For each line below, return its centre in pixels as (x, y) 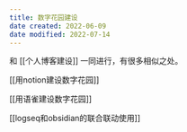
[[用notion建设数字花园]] (54, 80)
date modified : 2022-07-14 (60, 34)
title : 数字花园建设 (44, 18)
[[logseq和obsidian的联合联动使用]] (75, 119)
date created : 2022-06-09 (58, 26)
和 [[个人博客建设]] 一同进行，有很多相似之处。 (96, 61)
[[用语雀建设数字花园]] (51, 99)
